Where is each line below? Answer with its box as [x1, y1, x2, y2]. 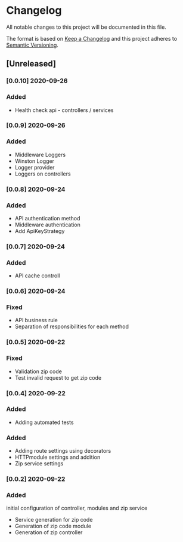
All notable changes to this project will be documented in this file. [6, 23, 167, 31]
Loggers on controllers [14, 170, 71, 177]
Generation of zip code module [14, 522, 91, 530]
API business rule [14, 317, 58, 324]
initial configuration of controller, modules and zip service [6, 504, 148, 512]
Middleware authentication [14, 221, 80, 228]
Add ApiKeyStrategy [14, 227, 65, 234]
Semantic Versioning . [6, 41, 58, 49]
